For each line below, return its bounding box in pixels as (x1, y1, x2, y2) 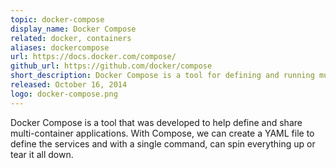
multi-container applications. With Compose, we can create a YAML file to (10, 127, 315, 139)
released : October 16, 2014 (10, 80, 128, 90)
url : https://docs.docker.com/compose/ (10, 52, 177, 62)
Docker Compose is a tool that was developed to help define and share (10, 116, 303, 128)
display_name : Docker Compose (10, 24, 137, 34)
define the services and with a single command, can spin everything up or (10, 137, 316, 150)
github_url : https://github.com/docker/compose (10, 61, 213, 71)
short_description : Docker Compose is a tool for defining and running (10, 71, 315, 81)
